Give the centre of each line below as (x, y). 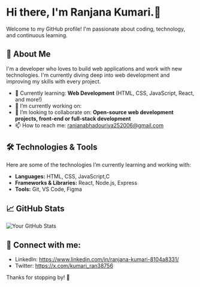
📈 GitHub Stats (35, 209)
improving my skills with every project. (54, 81)
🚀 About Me (28, 54)
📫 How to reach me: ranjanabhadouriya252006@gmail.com (89, 125)
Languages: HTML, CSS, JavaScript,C (62, 176)
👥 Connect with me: (43, 245)
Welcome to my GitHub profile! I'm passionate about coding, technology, (96, 29)
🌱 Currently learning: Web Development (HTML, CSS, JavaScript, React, (104, 93)
